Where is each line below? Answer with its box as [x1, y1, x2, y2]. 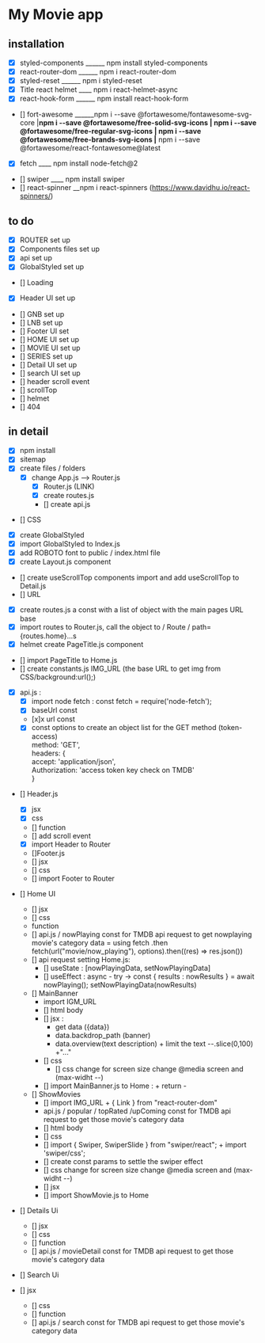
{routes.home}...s [19, 631, 77, 641]
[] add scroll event [31, 831, 91, 840]
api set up [19, 253, 53, 263]
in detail [8, 424, 49, 438]
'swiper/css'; [43, 1148, 85, 1158]
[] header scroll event [19, 376, 90, 386]
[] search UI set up [19, 368, 81, 378]
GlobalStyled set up [19, 262, 85, 272]
